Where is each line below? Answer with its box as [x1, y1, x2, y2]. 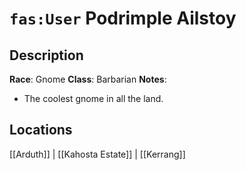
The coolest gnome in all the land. [23, 93, 164, 104]
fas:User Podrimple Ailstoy [9, 7, 237, 30]
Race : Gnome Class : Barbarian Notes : [9, 73, 167, 85]
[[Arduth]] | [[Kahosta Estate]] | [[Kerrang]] [9, 148, 186, 160]
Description [9, 47, 84, 64]
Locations [9, 122, 73, 139]
